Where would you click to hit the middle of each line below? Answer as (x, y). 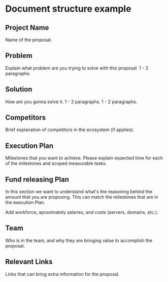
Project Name (27, 28)
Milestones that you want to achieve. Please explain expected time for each (84, 158)
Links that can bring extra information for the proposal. (62, 274)
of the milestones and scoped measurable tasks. (56, 164)
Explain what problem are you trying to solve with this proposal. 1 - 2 (77, 68)
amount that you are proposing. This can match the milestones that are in (82, 197)
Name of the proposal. (29, 40)
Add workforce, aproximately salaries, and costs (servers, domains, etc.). (82, 212)
